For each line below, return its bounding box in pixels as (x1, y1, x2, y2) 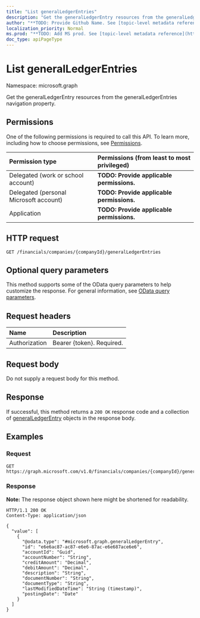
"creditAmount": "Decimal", (21, 559, 92, 565)
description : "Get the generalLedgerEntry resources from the (6, 14, 164, 20)
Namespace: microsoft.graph (6, 82, 78, 89)
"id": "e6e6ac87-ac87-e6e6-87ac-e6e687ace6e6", (21, 544, 143, 550)
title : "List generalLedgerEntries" (6, 8, 97, 15)
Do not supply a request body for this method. (6, 375, 120, 382)
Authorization (9, 339, 47, 347)
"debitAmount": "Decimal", (21, 565, 89, 571)
